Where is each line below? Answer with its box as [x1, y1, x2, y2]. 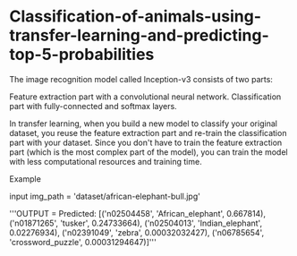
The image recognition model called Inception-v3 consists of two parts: [9, 73, 273, 84]
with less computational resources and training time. [9, 156, 203, 166]
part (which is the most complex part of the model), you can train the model [9, 146, 288, 158]
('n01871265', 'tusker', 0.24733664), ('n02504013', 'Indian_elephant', [9, 218, 262, 228]
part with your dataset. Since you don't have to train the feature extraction [9, 137, 283, 148]
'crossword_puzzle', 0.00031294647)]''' [9, 236, 157, 247]
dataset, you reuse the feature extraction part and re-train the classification [9, 127, 287, 138]
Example [9, 173, 42, 184]
